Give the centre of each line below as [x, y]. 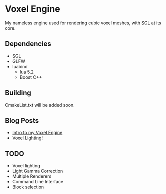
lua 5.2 [27, 72]
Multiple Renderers [32, 176]
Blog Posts [22, 121]
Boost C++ [31, 77]
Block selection [28, 187]
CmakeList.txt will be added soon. [40, 105]
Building [18, 93]
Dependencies [28, 44]
